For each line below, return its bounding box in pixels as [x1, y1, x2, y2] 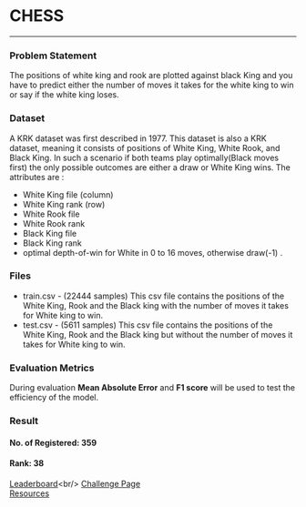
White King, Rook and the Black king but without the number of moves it [22, 329, 293, 340]
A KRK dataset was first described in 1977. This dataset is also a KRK [9, 133, 267, 144]
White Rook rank [22, 218, 86, 228]
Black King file [22, 228, 77, 238]
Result [9, 415, 39, 428]
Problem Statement [9, 49, 97, 62]
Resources [9, 488, 50, 499]
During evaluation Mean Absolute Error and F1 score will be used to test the [9, 382, 296, 393]
